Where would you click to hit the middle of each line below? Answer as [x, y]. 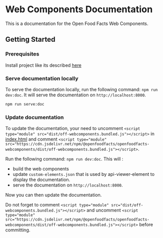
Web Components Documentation [79, 9]
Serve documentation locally [42, 78]
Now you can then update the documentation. [54, 195]
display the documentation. [41, 180]
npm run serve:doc [25, 104]
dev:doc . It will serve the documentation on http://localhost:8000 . [76, 95]
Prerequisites [22, 54]
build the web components [41, 169]
